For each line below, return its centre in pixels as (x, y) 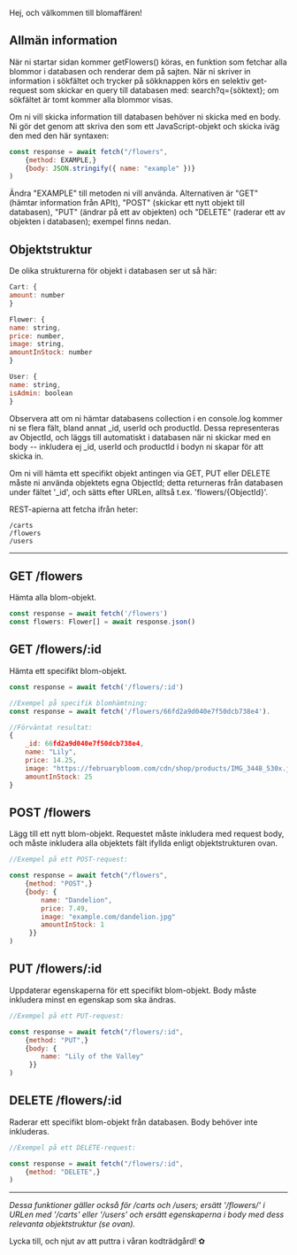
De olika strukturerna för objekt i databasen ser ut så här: (113, 271)
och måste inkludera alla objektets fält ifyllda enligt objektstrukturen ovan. (144, 843)
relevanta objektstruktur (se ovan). (72, 1224)
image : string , (37, 345)
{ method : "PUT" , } (57, 1040)
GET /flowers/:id (55, 650)
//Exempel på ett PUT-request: (67, 1016)
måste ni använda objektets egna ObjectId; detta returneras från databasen (146, 483)
